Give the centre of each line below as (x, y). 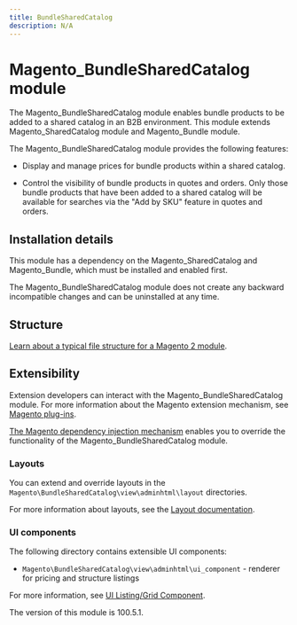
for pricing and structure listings (81, 578)
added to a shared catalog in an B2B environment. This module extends (140, 122)
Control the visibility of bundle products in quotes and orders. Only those (155, 184)
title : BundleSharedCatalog (61, 17)
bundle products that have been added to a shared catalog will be (142, 192)
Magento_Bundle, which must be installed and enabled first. (118, 270)
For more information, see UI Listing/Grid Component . (107, 596)
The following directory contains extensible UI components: (118, 551)
